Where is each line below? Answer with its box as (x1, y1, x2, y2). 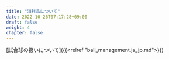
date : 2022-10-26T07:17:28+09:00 (6, 14, 88, 20)
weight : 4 (6, 24, 30, 31)
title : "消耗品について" (6, 8, 60, 14)
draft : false (6, 19, 38, 25)
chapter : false (6, 30, 43, 36)
